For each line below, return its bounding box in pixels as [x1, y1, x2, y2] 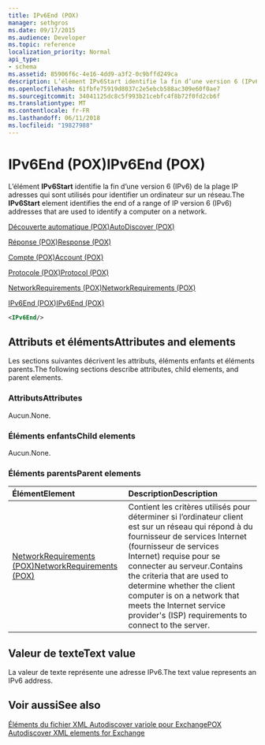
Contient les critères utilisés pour [128, 501, 251, 512]
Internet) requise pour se [128, 551, 221, 562]
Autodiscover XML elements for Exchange [8, 728, 145, 737]
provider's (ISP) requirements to [128, 610, 248, 621]
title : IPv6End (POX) [8, 11, 80, 20]
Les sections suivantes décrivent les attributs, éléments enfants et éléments [8, 356, 255, 366]
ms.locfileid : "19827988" [8, 121, 93, 129]
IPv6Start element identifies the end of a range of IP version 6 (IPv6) [8, 198, 233, 207]
